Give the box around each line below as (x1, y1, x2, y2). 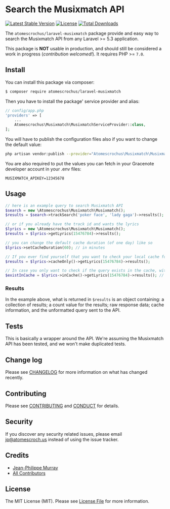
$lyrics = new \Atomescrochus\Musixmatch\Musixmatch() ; (5, 226, 125, 232)
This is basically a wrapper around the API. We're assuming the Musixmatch (5, 336, 164, 342)
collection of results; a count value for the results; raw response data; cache (5, 302, 164, 308)
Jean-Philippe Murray (12, 464, 58, 471)
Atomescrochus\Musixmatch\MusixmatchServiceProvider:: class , (14, 122, 146, 128)
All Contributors (12, 470, 46, 476)
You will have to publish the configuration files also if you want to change (5, 136, 158, 142)
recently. (5, 375, 24, 381)
